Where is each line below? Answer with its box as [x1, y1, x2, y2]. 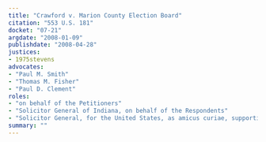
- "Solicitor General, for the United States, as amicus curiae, [8, 114, 228, 122]
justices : [8, 48, 41, 56]
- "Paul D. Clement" [8, 84, 77, 93]
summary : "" [8, 121, 47, 129]
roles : [8, 92, 30, 100]
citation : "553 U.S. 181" [8, 19, 93, 27]
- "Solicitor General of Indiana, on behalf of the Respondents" [8, 107, 228, 115]
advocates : [8, 63, 44, 71]
